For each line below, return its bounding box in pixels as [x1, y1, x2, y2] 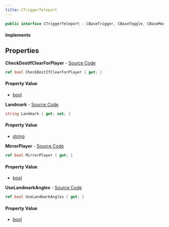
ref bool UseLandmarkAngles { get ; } [5, 194, 84, 199]
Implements [5, 32, 31, 38]
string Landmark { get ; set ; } [5, 111, 71, 116]
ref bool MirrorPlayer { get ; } [5, 153, 73, 158]
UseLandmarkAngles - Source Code [5, 185, 82, 191]
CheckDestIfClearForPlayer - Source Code [5, 60, 96, 66]
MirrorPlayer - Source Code [5, 143, 64, 149]
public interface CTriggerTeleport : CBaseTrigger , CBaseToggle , [5, 21, 145, 26]
